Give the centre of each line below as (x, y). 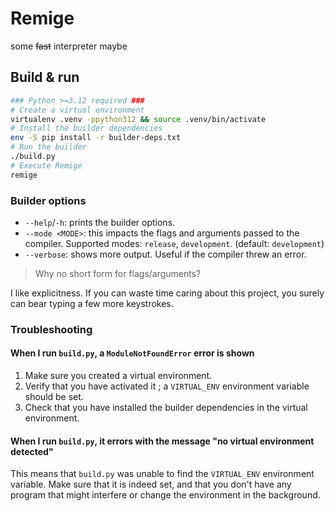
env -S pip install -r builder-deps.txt (96, 138)
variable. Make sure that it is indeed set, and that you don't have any (151, 484)
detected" (32, 451)
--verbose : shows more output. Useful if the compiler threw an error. (165, 254)
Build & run (45, 77)
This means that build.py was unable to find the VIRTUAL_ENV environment (162, 474)
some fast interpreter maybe (69, 46)
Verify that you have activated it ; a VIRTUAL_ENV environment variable (167, 386)
